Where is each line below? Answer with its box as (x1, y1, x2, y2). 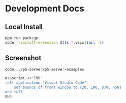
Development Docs (5, 3, 84, 14)
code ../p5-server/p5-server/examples (5, 67, 84, 72)
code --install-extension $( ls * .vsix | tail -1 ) (5, 40, 104, 45)
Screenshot (5, 54, 42, 62)
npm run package (5, 35, 38, 40)
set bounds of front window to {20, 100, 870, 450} (14, 85, 122, 90)
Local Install (5, 23, 43, 31)
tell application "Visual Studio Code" (5, 80, 87, 85)
